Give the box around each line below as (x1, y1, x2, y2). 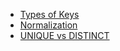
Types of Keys (19, 9, 80, 20)
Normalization (19, 19, 78, 31)
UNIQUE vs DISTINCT (19, 30, 110, 41)
